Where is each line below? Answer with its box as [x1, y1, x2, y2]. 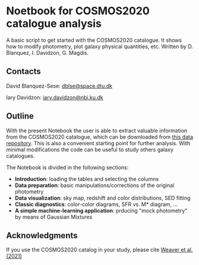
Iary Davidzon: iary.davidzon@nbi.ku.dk [6, 93, 103, 101]
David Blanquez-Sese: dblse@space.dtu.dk [6, 82, 113, 89]
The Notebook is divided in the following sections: [6, 164, 129, 171]
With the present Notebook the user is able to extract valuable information [6, 127, 188, 134]
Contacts [6, 67, 42, 77]
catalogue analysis [6, 17, 102, 30]
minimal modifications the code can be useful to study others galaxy [6, 146, 174, 153]
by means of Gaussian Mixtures [14, 213, 93, 220]
